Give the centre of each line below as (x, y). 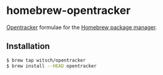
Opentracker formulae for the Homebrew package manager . (82, 27)
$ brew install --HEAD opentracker (52, 66)
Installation (28, 46)
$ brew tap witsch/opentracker (46, 60)
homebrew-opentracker (69, 11)
